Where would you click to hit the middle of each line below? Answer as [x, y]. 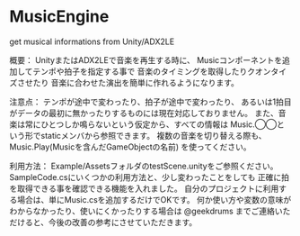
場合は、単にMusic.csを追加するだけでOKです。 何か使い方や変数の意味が [154, 199]
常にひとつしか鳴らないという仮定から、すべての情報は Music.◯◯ [151, 124]
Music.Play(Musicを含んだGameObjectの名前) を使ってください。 [130, 147]
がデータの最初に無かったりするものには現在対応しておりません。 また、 [144, 113]
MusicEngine [59, 17]
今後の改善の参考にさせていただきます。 [123, 222]
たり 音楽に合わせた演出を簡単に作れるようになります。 [136, 82]
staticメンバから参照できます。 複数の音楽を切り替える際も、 [153, 135]
